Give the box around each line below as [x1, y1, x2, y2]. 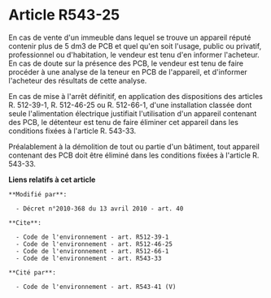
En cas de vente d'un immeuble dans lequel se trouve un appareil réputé [8, 32, 251, 42]
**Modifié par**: [8, 190, 68, 198]
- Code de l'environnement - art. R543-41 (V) [15, 283, 177, 291]
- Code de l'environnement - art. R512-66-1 [15, 247, 169, 255]
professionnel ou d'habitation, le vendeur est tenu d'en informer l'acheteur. [8, 50, 260, 59]
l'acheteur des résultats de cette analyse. [8, 76, 147, 85]
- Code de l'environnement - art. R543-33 [15, 254, 162, 262]
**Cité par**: [8, 268, 57, 277]
